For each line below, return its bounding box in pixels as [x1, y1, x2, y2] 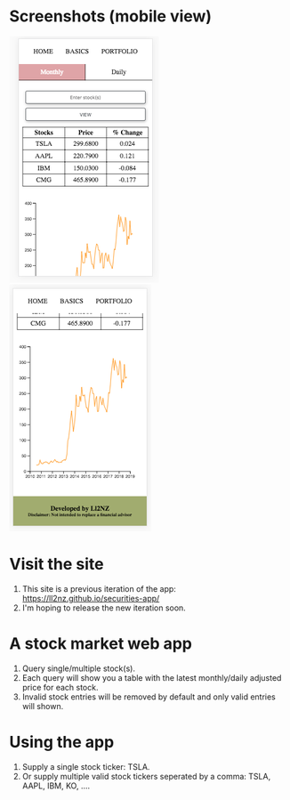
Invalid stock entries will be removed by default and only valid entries [21, 691, 276, 702]
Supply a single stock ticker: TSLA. [21, 761, 150, 772]
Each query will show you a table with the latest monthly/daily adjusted [21, 672, 282, 683]
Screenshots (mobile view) [9, 6, 212, 27]
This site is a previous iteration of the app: [21, 583, 176, 594]
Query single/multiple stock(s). [21, 663, 136, 674]
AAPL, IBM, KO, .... [21, 780, 91, 791]
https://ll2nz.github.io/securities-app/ [21, 593, 160, 603]
